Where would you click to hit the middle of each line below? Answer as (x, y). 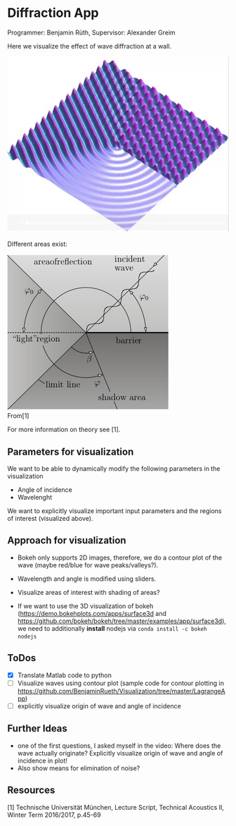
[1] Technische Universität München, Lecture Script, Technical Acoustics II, (116, 807)
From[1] (18, 416)
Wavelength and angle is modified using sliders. (87, 579)
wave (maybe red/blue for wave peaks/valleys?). (88, 565)
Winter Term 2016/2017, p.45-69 (54, 815)
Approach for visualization (67, 541)
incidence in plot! (42, 760)
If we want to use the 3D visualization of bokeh (85, 606)
